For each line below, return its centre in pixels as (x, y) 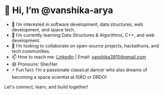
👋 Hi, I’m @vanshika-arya (59, 10)
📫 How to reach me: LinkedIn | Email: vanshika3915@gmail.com (79, 57)
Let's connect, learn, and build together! (46, 87)
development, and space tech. (43, 29)
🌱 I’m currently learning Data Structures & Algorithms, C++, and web (83, 35)
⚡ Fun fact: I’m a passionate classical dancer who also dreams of (79, 70)
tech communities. (31, 51)
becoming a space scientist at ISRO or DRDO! (59, 77)
